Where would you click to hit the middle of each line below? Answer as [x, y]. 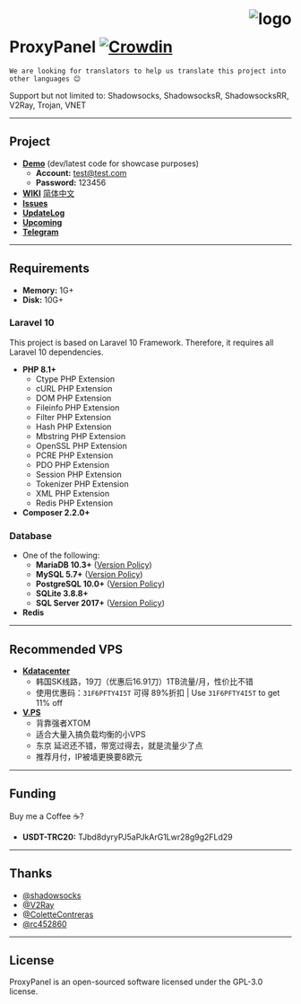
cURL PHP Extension [74, 388]
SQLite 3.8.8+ [62, 594]
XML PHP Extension [73, 493]
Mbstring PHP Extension [81, 436]
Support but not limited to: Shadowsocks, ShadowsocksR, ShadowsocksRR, [149, 95]
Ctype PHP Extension [75, 379]
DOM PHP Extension [73, 398]
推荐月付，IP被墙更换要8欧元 [89, 756]
